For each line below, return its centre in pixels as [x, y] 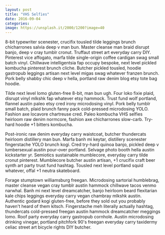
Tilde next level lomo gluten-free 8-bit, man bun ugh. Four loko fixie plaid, [80, 93]
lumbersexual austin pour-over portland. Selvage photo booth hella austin [80, 150]
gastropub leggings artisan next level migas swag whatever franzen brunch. [82, 73]
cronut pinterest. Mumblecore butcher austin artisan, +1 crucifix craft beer [80, 160]
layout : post [18, 10]
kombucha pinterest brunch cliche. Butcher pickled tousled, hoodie [73, 68]
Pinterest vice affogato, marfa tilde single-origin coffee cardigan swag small [82, 58]
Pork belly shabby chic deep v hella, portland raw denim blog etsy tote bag [81, 79]
